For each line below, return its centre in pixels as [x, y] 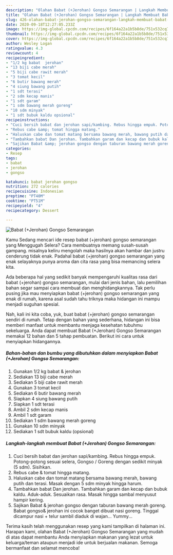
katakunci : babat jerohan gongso [42, 182]
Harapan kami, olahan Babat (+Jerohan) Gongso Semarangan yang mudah [85, 532]
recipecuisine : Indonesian [35, 191]
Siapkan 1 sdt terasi [34, 404]
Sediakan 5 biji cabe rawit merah [48, 382]
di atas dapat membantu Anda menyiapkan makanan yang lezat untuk [80, 537]
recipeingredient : [25, 58]
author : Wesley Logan [29, 44]
